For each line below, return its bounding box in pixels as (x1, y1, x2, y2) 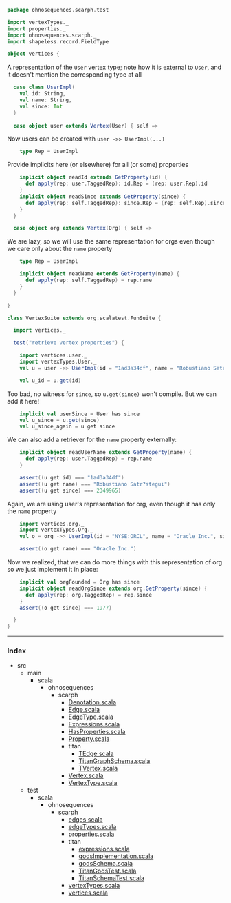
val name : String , (19, 97, 72, 103)
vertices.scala (68, 889, 109, 897)
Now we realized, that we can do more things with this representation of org (7, 558, 223, 566)
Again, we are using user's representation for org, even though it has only (7, 499, 216, 508)
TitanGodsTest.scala (78, 866, 137, 875)
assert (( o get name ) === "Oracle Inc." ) (19, 546, 137, 553)
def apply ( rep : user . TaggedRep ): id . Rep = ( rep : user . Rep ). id (25, 180, 208, 188)
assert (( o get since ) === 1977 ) (19, 604, 112, 611)
